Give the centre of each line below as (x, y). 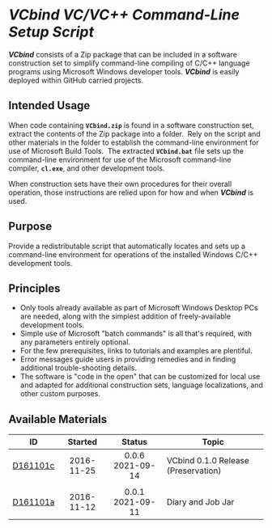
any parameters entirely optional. (75, 342)
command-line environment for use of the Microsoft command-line (120, 159)
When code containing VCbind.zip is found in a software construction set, (132, 125)
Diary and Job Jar (200, 502)
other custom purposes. (60, 394)
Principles (34, 288)
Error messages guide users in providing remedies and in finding (128, 359)
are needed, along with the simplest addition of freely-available (125, 316)
